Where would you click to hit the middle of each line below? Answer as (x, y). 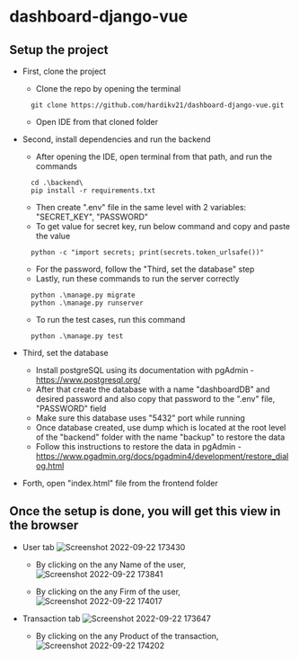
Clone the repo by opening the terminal (108, 89)
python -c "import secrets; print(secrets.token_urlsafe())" (148, 253)
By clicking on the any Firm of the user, (108, 592)
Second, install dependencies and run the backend (116, 139)
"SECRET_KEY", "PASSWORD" (92, 217)
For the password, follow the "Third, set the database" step (145, 269)
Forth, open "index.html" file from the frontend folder (120, 483)
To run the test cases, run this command (110, 320)
